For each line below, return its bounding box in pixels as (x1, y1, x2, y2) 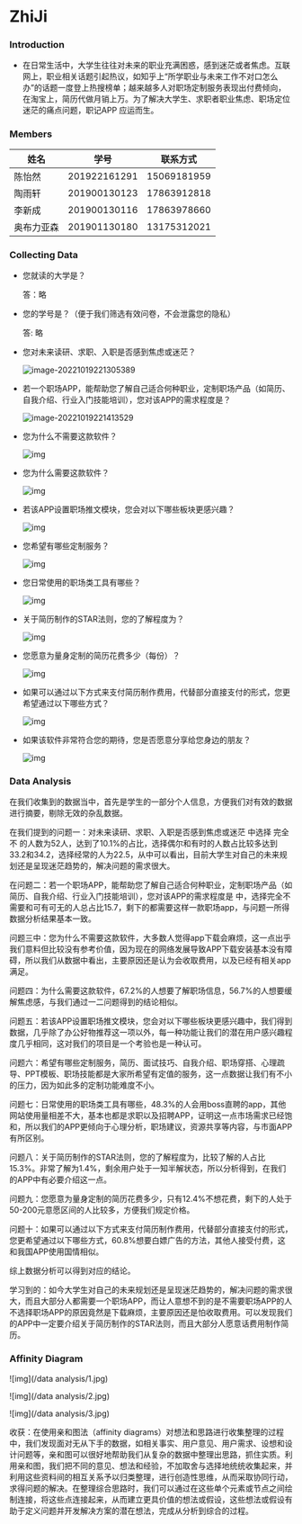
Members (9, 128, 52, 140)
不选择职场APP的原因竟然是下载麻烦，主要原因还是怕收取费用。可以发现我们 (9, 1307, 293, 1318)
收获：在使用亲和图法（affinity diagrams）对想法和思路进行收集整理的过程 (9, 1426, 285, 1437)
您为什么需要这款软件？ (22, 468, 110, 479)
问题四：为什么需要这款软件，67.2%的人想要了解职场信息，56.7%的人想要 (9, 985, 285, 996)
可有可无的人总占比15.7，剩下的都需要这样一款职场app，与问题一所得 (32, 902, 290, 913)
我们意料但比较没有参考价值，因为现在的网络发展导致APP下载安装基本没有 (9, 944, 285, 955)
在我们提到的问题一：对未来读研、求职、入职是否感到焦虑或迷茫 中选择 (9, 827, 271, 838)
